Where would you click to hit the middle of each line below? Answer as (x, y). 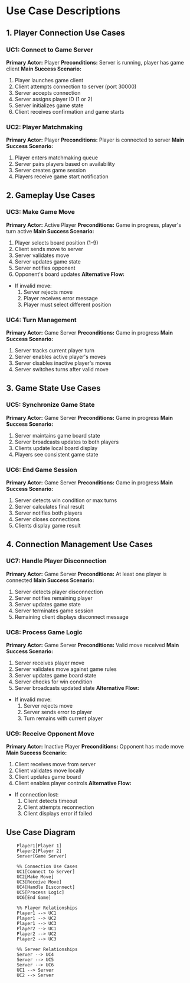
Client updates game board (48, 777)
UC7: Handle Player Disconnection (57, 561)
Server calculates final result (49, 507)
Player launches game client (49, 80)
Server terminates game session (54, 611)
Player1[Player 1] (39, 846)
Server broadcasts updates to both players (67, 442)
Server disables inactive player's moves (63, 363)
